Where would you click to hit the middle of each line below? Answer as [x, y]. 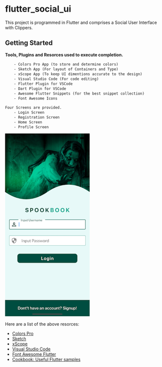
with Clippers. [19, 27]
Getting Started [29, 43]
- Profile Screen [31, 127]
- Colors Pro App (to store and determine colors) [66, 64]
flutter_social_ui [38, 9]
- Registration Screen [37, 117]
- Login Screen [29, 112]
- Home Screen [28, 122]
